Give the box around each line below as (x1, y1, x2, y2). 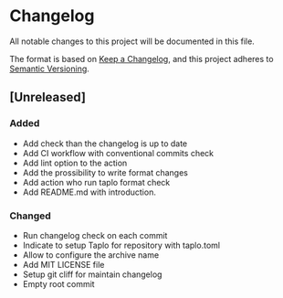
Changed (9, 209, 52, 222)
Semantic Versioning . (9, 63, 89, 74)
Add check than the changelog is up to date (22, 138, 188, 149)
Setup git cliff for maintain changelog (22, 269, 162, 280)
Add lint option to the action (22, 157, 128, 168)
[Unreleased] (9, 90, 87, 105)
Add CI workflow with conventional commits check (22, 147, 215, 158)
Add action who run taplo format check (22, 176, 171, 187)
